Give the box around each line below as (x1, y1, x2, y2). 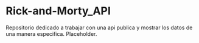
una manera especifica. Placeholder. (5, 30, 97, 37)
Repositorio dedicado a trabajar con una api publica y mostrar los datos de (5, 24, 193, 31)
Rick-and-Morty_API (5, 4, 111, 18)
